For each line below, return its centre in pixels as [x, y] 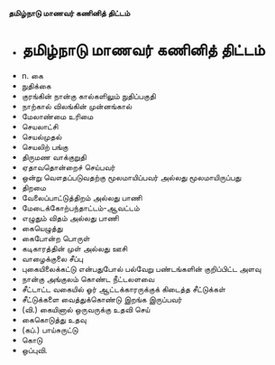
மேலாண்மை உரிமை [57, 116]
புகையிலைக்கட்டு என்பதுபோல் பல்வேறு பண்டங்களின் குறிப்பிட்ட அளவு [141, 268]
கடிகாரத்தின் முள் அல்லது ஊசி [74, 248]
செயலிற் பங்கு [45, 146]
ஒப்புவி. [34, 350]
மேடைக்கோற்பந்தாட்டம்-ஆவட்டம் [81, 208]
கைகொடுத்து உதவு [54, 319]
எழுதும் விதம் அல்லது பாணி [70, 218]
